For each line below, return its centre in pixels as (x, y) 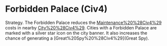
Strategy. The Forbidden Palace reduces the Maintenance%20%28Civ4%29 (83, 23)
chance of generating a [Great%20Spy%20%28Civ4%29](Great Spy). (77, 38)
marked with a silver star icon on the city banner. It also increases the (76, 33)
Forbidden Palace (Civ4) (56, 9)
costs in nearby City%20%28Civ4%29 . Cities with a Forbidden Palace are (81, 27)
